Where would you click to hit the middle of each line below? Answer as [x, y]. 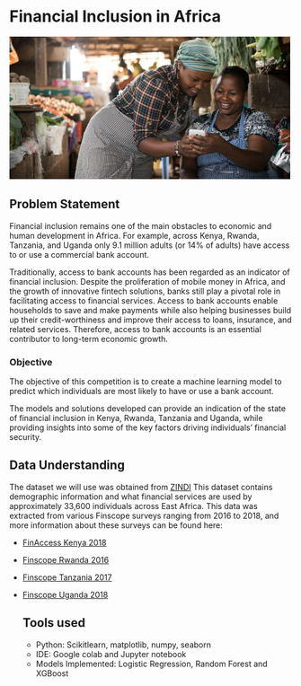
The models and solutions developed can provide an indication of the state [147, 409]
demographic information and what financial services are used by [131, 497]
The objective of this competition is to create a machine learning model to [146, 382]
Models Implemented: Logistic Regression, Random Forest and [151, 664]
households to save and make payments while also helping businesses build [150, 310]
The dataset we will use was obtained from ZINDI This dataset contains [141, 487]
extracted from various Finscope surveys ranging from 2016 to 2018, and [144, 515]
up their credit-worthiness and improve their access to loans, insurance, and [150, 320]
